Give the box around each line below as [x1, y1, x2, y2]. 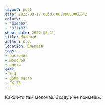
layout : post [5, 7, 32, 12]
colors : [5, 16, 21, 21]
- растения [5, 53, 28, 58]
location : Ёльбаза [5, 44, 43, 49]
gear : [5, 67, 16, 72]
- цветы [5, 62, 21, 67]
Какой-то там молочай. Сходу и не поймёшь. [5, 94, 101, 100]
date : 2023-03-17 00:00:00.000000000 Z [5, 12, 88, 17]
